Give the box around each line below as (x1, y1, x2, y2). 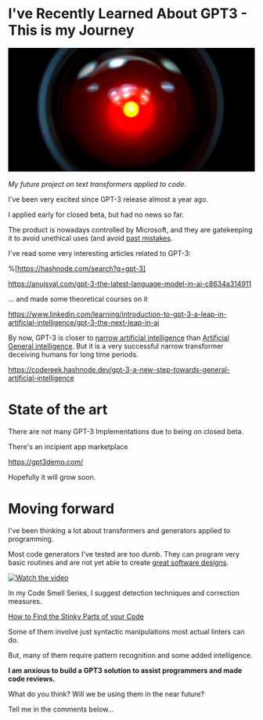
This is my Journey (8, 21, 135, 39)
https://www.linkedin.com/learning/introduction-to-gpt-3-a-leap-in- (8, 309, 227, 319)
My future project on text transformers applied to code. (8, 179, 186, 188)
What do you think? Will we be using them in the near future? (8, 689, 205, 699)
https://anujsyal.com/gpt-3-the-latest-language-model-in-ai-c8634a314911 (8, 279, 252, 288)
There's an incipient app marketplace (8, 441, 128, 451)
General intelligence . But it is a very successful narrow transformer (8, 341, 224, 350)
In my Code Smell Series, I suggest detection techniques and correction (8, 588, 240, 598)
